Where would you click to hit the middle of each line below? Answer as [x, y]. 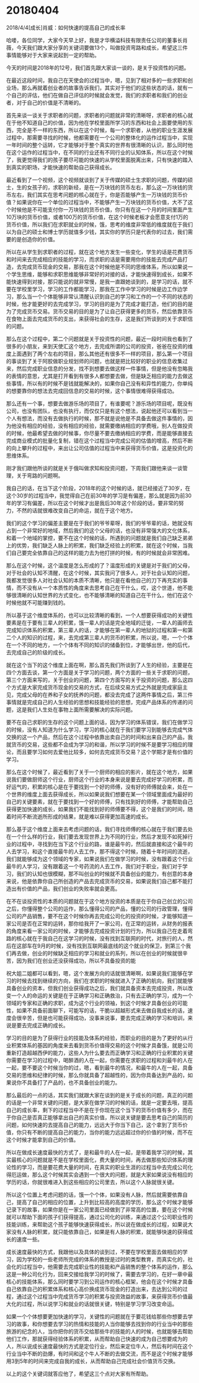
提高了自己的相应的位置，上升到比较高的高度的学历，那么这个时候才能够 [105, 1202]
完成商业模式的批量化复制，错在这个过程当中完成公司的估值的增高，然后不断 [99, 440]
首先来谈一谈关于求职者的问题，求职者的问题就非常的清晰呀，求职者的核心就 [99, 115]
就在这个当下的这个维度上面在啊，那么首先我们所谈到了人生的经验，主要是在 [99, 665]
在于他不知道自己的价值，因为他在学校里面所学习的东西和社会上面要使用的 [97, 122]
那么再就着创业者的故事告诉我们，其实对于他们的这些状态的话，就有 [105, 87]
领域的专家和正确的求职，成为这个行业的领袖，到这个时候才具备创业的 [92, 1003]
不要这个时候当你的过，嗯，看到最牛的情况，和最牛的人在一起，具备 [110, 1067]
